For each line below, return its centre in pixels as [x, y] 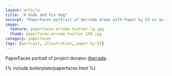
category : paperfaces [28, 39]
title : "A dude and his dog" [36, 15]
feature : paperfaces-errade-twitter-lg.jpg [57, 29]
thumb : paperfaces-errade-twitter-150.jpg [56, 34]
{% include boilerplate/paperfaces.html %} [50, 68]
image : [12, 24]
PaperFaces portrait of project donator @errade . [56, 58]
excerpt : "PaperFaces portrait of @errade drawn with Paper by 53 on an [84, 20]
